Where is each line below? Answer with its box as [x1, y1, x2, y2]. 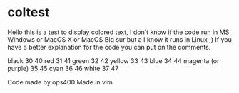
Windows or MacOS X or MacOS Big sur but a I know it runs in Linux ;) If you [7, 35, 232, 43]
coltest [7, 4, 50, 21]
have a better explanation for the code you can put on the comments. [7, 43, 211, 51]
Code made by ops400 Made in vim [7, 77, 113, 86]
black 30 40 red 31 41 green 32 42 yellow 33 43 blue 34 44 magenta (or [7, 56, 220, 65]
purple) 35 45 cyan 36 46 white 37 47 [7, 64, 119, 72]
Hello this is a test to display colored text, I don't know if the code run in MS [7, 28, 230, 36]
